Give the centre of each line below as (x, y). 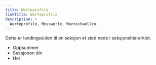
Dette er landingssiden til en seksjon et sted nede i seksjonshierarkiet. (78, 38)
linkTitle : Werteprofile (31, 14)
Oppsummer (26, 47)
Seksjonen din (27, 53)
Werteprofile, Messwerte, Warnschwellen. (54, 24)
